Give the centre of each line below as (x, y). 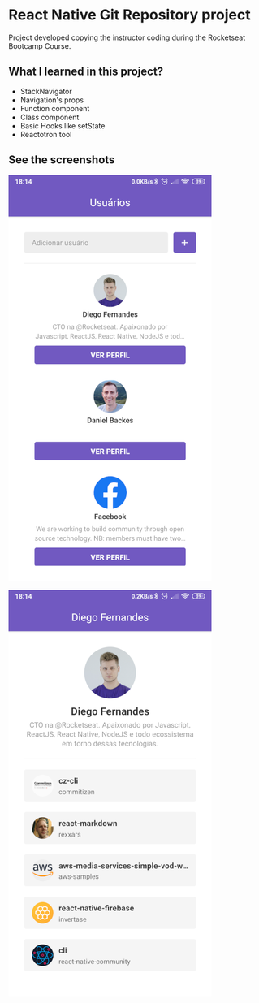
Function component (55, 108)
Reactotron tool (46, 134)
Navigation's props (52, 100)
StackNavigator (46, 91)
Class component (50, 117)
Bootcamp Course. (40, 45)
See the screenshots (62, 160)
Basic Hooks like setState (63, 125)
